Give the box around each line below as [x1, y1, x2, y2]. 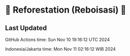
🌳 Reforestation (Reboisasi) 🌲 [5, 4, 127, 16]
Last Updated [5, 24, 47, 32]
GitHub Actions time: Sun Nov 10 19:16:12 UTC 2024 [5, 37, 110, 42]
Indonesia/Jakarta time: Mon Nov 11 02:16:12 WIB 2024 [5, 46, 116, 52]
